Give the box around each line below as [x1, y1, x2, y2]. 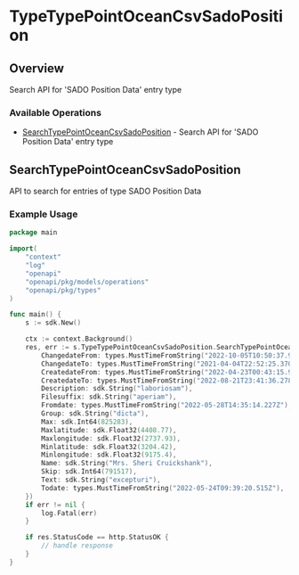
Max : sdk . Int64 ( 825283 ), [41, 417, 133, 426]
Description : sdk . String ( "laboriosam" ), [41, 384, 193, 393]
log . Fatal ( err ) [41, 508, 98, 518]
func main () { [9, 310, 62, 319]
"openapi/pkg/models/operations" [25, 277, 149, 286]
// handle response [41, 541, 114, 550]
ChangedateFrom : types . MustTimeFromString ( [41, 350, 205, 360]
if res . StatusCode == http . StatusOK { [25, 533, 169, 542]
